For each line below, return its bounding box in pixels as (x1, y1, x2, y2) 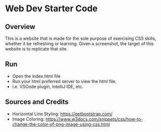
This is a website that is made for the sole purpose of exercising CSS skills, (5, 35, 157, 41)
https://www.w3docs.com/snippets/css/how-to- (46, 116, 143, 122)
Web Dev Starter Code (5, 3, 98, 14)
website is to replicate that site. (5, 46, 68, 52)
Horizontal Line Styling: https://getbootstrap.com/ (12, 111, 113, 117)
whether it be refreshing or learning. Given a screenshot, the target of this (5, 41, 154, 47)
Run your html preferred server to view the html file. (12, 78, 117, 84)
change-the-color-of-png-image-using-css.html (12, 121, 110, 127)
